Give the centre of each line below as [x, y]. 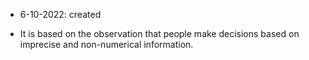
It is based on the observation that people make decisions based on [159, 33]
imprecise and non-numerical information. [106, 44]
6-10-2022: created [60, 14]
